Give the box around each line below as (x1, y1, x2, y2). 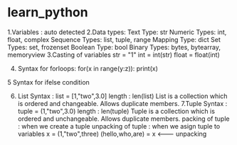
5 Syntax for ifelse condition (7, 77, 90, 86)
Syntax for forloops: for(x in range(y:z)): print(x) (17, 64, 159, 72)
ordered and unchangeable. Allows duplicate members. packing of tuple (17, 114, 230, 123)
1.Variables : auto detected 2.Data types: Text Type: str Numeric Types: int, (7, 28, 227, 36)
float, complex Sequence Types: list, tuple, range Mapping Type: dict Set (7, 35, 221, 43)
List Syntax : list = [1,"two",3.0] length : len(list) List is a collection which (17, 92, 228, 100)
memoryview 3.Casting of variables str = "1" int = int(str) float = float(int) (7, 50, 221, 59)
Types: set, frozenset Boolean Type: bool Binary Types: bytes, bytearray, (7, 43, 221, 51)
